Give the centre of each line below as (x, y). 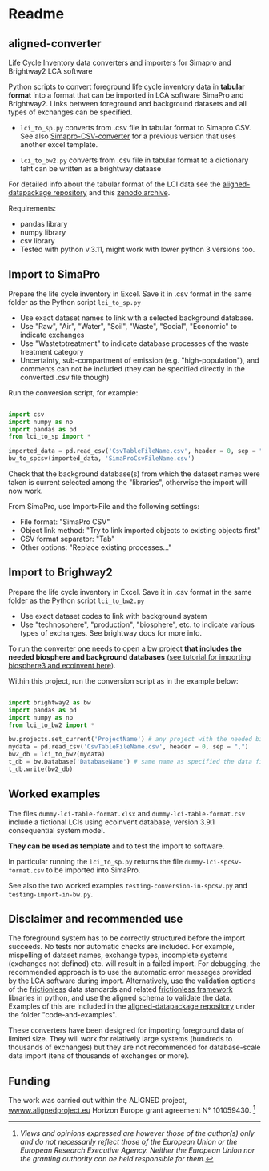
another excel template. (59, 144)
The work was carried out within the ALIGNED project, (98, 1101)
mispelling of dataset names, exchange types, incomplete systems (118, 955)
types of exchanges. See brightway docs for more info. (111, 632)
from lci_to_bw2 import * (51, 725)
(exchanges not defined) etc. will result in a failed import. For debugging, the (134, 964)
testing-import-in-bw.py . (51, 894)
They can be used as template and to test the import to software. (116, 846)
